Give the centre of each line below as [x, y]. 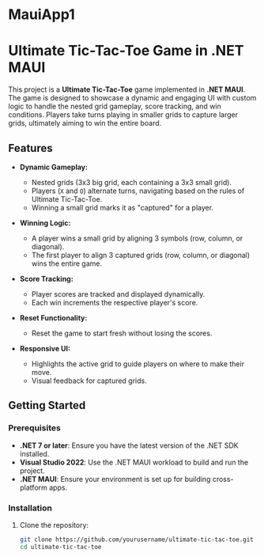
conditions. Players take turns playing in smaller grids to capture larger [123, 115]
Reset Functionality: [53, 317]
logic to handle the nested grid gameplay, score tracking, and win [115, 106]
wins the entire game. [67, 263]
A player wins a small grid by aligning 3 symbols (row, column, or [137, 238]
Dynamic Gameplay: [54, 167]
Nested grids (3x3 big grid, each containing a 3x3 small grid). [131, 182]
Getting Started [47, 405]
